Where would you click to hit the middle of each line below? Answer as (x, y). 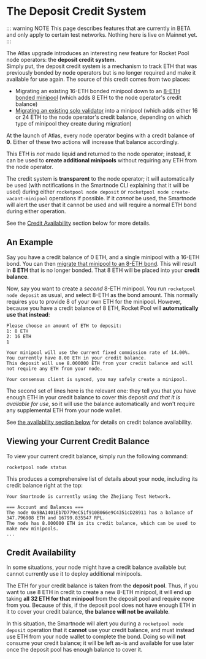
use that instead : (28, 314)
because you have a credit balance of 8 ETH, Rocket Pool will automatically (102, 308)
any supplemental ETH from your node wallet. (64, 410)
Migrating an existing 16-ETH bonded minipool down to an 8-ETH (97, 91)
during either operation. (36, 211)
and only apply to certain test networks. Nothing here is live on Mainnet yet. (102, 34)
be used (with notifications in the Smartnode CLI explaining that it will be (98, 185)
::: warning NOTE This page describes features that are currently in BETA (99, 28)
